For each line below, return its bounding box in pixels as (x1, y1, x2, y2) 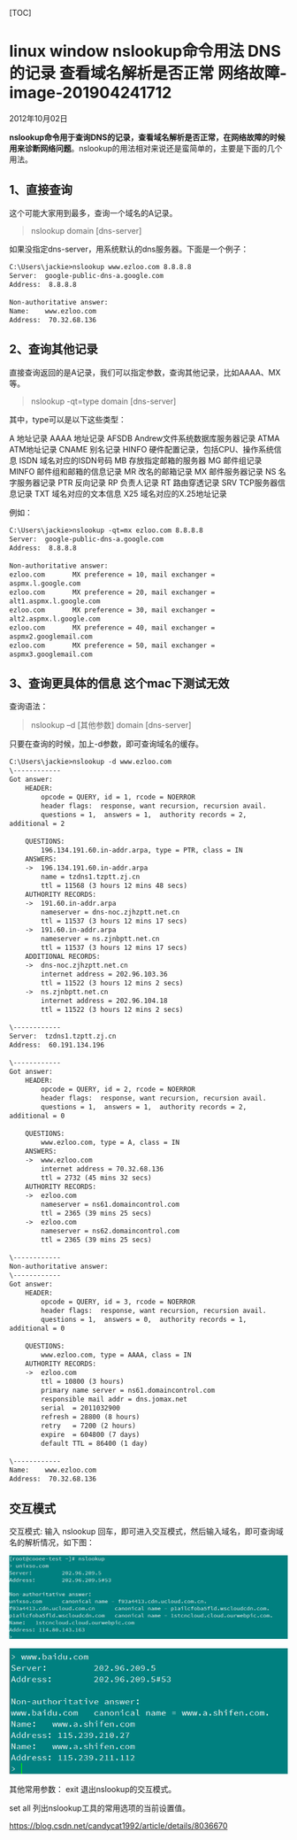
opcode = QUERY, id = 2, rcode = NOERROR (41, 1085, 196, 1094)
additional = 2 (9, 819, 65, 829)
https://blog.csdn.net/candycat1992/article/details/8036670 (9, 1820, 228, 1831)
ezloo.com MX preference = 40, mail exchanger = (9, 623, 216, 632)
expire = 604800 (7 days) (41, 1430, 141, 1440)
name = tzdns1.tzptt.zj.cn (41, 872, 141, 882)
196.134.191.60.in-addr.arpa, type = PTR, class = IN (41, 846, 243, 855)
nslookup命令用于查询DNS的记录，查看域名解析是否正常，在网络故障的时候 (9, 132, 286, 143)
